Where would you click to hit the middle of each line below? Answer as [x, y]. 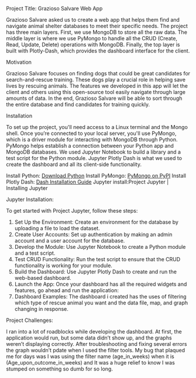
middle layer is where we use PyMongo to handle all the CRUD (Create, [92, 38]
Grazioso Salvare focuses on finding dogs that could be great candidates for [98, 73]
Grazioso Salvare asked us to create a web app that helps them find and [93, 20]
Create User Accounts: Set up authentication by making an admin [93, 234]
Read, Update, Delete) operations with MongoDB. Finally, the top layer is [93, 44]
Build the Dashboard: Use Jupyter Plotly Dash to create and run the [96, 272]
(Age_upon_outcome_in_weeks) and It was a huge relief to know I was [91, 363]
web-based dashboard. [43, 278]
